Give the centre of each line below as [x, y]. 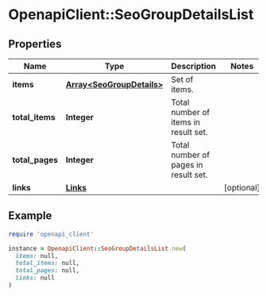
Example [30, 216]
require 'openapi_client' [51, 234]
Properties [35, 44]
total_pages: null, [48, 271]
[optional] [242, 188]
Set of [182, 79]
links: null [35, 278]
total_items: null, [48, 263]
